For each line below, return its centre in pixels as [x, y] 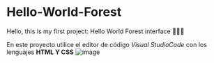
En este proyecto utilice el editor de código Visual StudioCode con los [107, 44]
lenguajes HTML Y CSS [40, 52]
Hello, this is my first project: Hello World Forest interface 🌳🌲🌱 [95, 31]
